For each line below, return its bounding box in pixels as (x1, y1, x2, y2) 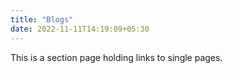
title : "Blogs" (10, 14, 74, 25)
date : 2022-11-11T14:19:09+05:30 (10, 24, 150, 34)
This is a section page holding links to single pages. (10, 51, 223, 63)
